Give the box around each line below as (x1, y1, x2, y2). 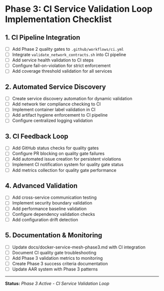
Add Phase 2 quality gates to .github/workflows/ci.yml (12, 46, 124, 52)
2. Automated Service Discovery (5, 83, 106, 91)
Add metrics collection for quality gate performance (12, 167, 117, 173)
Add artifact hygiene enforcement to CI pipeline (12, 112, 108, 118)
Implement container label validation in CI (12, 106, 96, 113)
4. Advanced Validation (5, 182, 78, 190)
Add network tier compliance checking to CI (12, 101, 101, 107)
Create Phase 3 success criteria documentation (12, 260, 108, 267)
